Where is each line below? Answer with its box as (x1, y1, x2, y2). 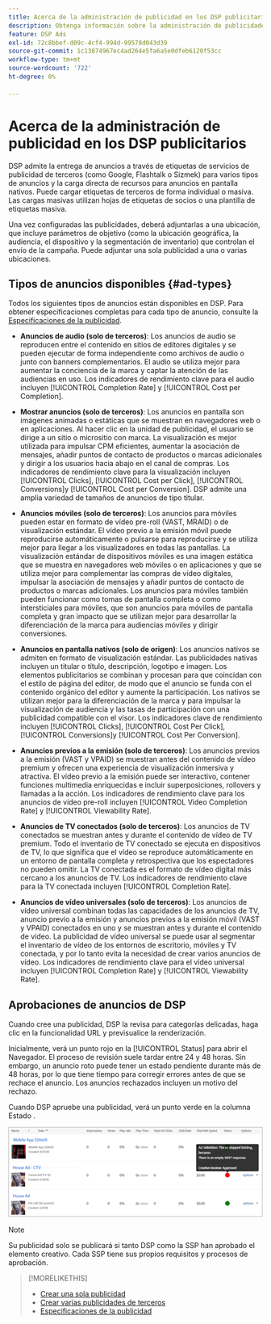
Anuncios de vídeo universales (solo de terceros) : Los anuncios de (19, 897, 248, 907)
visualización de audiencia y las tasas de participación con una (19, 704, 230, 714)
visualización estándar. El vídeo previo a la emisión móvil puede (19, 526, 232, 536)
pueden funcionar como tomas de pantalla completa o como (19, 595, 222, 604)
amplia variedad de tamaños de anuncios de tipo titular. (19, 493, 205, 502)
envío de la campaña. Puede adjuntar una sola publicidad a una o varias (8, 245, 248, 254)
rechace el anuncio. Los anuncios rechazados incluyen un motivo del (8, 1078, 238, 1088)
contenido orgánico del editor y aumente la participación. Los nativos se (19, 687, 261, 697)
